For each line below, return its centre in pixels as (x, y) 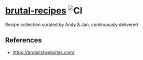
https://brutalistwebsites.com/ (43, 52)
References (23, 40)
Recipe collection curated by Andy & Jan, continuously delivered (72, 24)
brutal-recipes (36, 11)
